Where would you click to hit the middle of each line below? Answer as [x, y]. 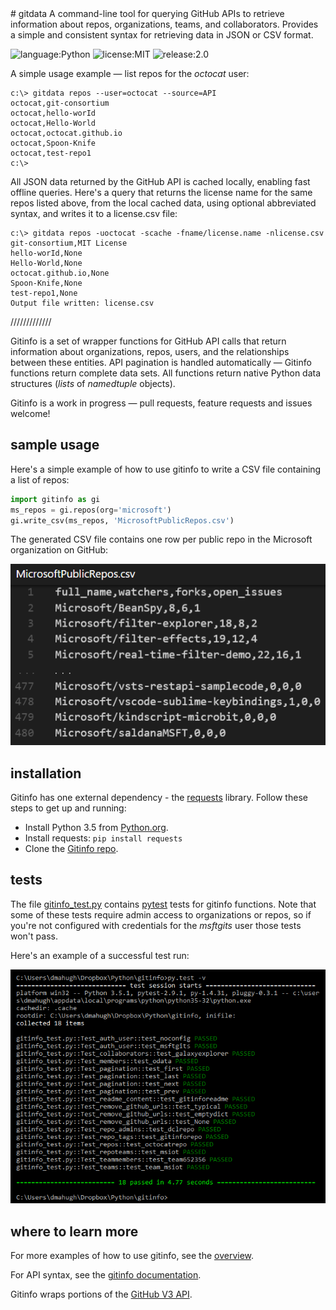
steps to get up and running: [68, 808]
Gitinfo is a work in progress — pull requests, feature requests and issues [161, 403]
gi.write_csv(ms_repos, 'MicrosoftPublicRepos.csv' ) [122, 520]
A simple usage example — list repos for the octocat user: [130, 73]
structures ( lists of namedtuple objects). [93, 383]
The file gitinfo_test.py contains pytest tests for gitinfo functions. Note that [163, 904]
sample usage [55, 445]
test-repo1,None [44, 293]
